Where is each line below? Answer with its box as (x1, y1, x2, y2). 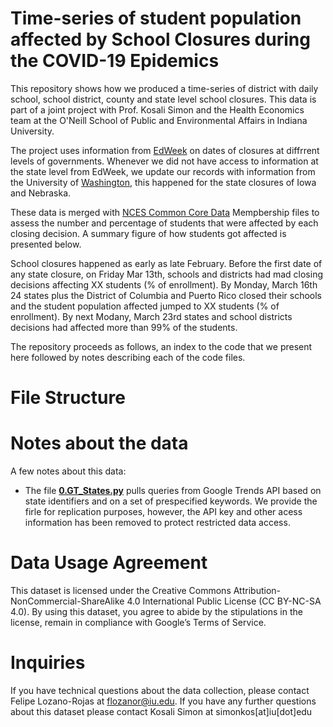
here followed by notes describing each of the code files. (10, 351, 246, 363)
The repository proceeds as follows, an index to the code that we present (10, 340, 313, 352)
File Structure (10, 387, 126, 409)
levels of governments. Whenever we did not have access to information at (10, 155, 319, 167)
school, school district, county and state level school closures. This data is (10, 93, 317, 105)
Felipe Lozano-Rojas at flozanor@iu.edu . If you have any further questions (10, 695, 317, 707)
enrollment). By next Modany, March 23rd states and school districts (10, 310, 293, 322)
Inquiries (10, 652, 86, 674)
